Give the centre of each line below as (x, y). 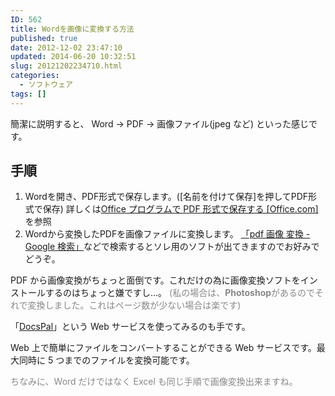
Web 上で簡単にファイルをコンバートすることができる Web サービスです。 (163, 348)
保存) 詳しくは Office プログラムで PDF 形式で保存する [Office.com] (180, 209)
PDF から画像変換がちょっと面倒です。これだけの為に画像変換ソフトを (155, 280)
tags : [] (28, 94)
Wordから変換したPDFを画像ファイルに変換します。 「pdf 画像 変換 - (167, 234)
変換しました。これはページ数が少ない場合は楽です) (134, 305)
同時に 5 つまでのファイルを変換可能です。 (106, 360)
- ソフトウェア (46, 85)
